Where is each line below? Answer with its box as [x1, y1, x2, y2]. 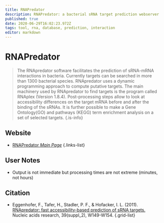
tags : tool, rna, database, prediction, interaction [5, 26, 115, 31]
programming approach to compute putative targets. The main [17, 83, 144, 89]
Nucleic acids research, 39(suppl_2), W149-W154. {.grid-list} [12, 212, 136, 218]
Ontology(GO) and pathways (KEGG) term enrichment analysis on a [17, 109, 154, 115]
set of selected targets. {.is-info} [17, 114, 83, 121]
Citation [5, 189, 30, 197]
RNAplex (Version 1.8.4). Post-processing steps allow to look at [17, 94, 145, 99]
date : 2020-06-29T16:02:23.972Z [5, 21, 71, 26]
